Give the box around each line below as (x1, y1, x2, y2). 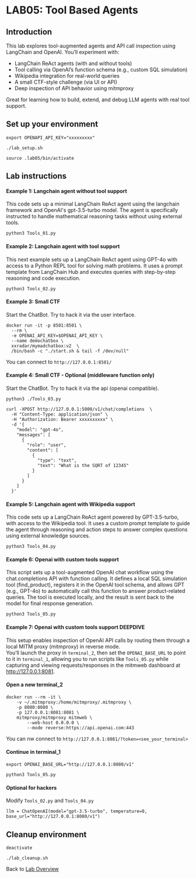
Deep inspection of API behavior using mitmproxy (14, 85, 134, 91)
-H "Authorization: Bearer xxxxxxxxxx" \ (11, 417, 114, 423)
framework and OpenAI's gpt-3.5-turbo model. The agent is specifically (6, 207, 178, 214)
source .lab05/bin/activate (6, 155, 75, 161)
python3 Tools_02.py (6, 286, 57, 291)
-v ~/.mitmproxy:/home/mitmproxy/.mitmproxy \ (16, 699, 132, 705)
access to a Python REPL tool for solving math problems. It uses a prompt (6, 262, 183, 269)
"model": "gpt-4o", (16, 427, 64, 433)
